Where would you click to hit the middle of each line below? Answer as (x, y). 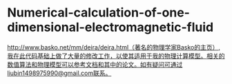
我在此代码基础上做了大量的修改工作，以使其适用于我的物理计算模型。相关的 (116, 56)
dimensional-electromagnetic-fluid (110, 27)
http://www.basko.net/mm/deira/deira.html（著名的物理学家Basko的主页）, (114, 47)
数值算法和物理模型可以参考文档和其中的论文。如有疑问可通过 (95, 64)
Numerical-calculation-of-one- (98, 13)
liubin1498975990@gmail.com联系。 (59, 73)
